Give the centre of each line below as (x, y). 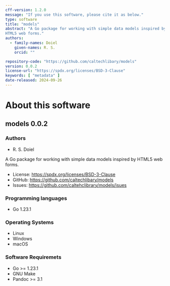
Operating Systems (30, 222)
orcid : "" (25, 52)
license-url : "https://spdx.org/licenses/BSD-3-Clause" (65, 71)
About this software (48, 106)
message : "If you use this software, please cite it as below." (74, 15)
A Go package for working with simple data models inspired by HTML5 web (84, 159)
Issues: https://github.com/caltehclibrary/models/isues (70, 185)
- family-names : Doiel (34, 43)
